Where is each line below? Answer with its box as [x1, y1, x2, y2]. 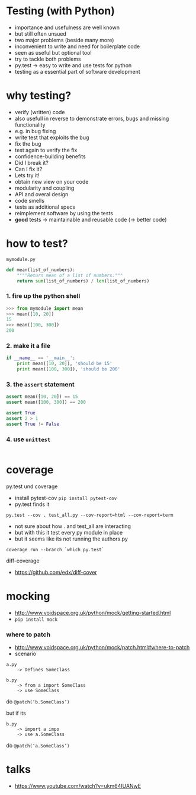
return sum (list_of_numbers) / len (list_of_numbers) [17, 278, 150, 284]
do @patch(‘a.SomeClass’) [6, 742, 70, 749]
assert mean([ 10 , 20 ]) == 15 [6, 394, 78, 400]
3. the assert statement [6, 380, 75, 388]
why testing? [6, 89, 72, 102]
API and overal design [14, 190, 69, 197]
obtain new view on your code [14, 178, 89, 185]
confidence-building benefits [14, 153, 86, 160]
